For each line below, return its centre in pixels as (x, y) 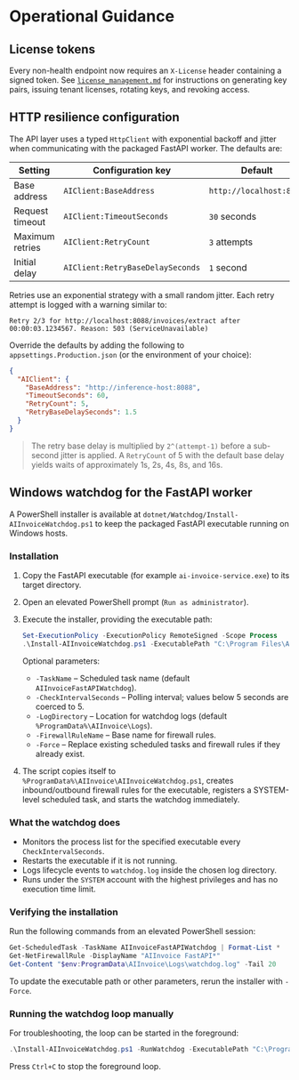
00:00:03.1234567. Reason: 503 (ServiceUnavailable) (109, 328)
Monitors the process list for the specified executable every (131, 842)
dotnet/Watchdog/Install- (191, 515)
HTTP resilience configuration (94, 117)
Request (31, 211)
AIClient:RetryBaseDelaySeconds (132, 267)
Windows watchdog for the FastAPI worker (131, 492)
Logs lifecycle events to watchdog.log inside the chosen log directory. (149, 870)
